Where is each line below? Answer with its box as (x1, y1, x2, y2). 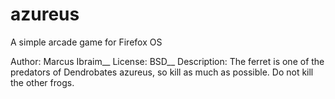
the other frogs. (10, 76, 75, 88)
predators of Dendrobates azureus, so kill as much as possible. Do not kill (10, 66, 314, 78)
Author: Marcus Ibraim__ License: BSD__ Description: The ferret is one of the (10, 55, 325, 67)
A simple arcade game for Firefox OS (10, 36, 163, 48)
